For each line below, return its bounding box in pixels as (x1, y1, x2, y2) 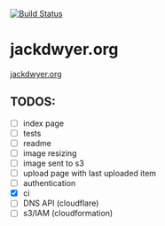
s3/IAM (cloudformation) (22, 208, 114, 219)
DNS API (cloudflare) (22, 198, 99, 208)
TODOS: (10, 94, 56, 110)
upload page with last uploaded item (22, 168, 157, 179)
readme (22, 137, 51, 148)
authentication (22, 178, 76, 189)
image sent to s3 (22, 158, 85, 168)
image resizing (22, 147, 77, 159)
